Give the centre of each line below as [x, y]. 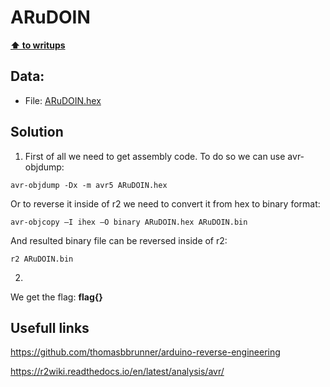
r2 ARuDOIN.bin [42, 259]
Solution [37, 132]
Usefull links [50, 327]
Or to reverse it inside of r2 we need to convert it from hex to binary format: [165, 203]
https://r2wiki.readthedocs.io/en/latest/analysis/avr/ [117, 372]
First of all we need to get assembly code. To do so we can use [155, 156]
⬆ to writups [38, 45]
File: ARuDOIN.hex [63, 100]
